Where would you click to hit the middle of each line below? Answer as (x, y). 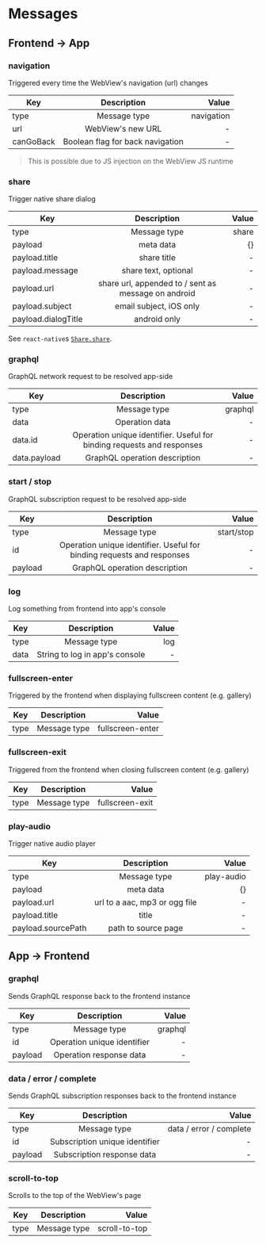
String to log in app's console (91, 655)
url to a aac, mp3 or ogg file (146, 902)
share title (157, 258)
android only (157, 320)
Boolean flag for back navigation (123, 141)
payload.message (45, 270)
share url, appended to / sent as (157, 284)
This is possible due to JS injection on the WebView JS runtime (130, 161)
